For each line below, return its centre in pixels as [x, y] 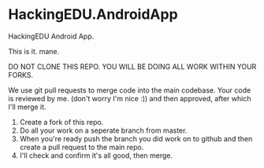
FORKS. [21, 75]
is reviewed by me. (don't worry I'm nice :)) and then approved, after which [130, 98]
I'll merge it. [27, 107]
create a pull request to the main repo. [82, 147]
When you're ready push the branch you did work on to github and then [136, 138]
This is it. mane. [34, 51]
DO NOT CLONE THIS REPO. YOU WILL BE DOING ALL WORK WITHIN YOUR [132, 66]
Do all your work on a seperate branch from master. [103, 130]
